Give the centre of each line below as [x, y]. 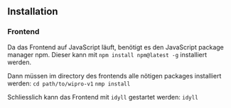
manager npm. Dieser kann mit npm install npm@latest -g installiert [107, 54]
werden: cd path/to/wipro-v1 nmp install [69, 83]
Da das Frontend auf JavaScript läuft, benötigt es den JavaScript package [116, 47]
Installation [33, 12]
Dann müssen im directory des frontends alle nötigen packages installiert [114, 76]
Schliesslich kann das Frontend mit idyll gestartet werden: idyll [103, 97]
